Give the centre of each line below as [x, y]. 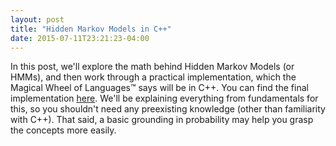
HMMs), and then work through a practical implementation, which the [153, 77]
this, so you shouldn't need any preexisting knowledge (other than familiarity [168, 109]
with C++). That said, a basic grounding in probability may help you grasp [162, 120]
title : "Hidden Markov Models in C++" [91, 29]
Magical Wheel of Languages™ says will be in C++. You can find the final [159, 88]
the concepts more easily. [63, 130]
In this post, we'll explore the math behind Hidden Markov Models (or [152, 67]
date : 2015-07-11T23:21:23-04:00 [80, 38]
